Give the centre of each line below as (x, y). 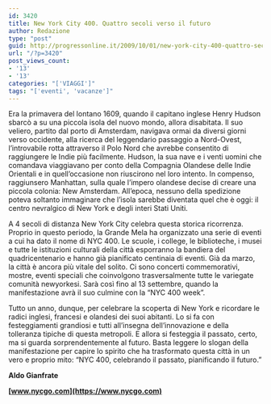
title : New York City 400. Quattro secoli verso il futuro (110, 23)
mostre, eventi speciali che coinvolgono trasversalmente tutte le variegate (131, 276)
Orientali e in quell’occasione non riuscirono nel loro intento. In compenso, (131, 174)
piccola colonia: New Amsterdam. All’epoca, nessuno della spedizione (125, 191)
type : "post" (30, 38)
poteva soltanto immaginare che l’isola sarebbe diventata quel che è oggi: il (133, 200)
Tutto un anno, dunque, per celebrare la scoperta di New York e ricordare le (134, 309)
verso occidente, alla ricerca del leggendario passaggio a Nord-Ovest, (125, 140)
